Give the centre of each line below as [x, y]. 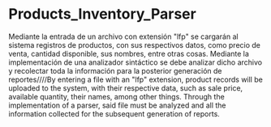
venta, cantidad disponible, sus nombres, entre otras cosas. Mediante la [129, 53]
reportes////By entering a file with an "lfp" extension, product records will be [136, 79]
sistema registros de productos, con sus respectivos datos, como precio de [135, 44]
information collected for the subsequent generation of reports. [114, 113]
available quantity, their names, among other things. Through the [116, 96]
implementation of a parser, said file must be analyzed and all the [117, 105]
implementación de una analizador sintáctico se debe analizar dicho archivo [135, 62]
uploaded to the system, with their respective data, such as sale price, [126, 88]
